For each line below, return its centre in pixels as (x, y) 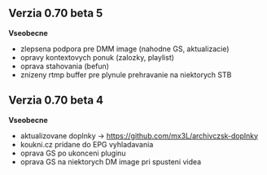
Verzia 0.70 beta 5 (56, 13)
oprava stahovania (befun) (65, 66)
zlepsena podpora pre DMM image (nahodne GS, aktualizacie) (125, 49)
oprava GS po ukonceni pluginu (73, 153)
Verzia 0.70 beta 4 (56, 101)
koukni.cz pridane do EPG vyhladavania (87, 144)
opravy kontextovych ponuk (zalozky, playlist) (97, 57)
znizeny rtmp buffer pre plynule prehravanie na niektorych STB (126, 74)
